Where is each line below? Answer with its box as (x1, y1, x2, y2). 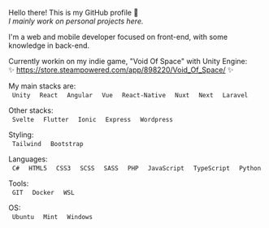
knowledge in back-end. (8, 41, 90, 50)
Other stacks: (8, 105, 54, 115)
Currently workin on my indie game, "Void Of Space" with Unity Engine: (8, 57, 248, 66)
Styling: (8, 130, 34, 140)
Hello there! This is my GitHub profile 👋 (8, 8, 139, 17)
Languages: (8, 154, 48, 164)
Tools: (8, 179, 29, 188)
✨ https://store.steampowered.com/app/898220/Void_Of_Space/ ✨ (8, 65, 234, 75)
